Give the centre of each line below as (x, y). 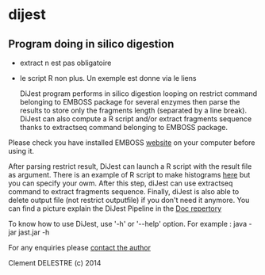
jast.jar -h (34, 232)
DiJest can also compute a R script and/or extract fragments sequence (136, 119)
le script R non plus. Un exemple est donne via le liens (108, 78)
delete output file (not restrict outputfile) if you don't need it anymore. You (129, 200)
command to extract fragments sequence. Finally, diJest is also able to (124, 191)
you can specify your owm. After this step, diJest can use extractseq (121, 183)
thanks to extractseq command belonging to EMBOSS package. (124, 127)
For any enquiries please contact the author (79, 248)
